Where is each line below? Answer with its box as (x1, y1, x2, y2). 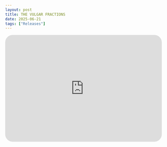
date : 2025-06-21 (5, 16, 41, 21)
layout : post (5, 7, 32, 12)
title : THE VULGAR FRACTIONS (5, 12, 66, 17)
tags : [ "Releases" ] (5, 21, 46, 26)
